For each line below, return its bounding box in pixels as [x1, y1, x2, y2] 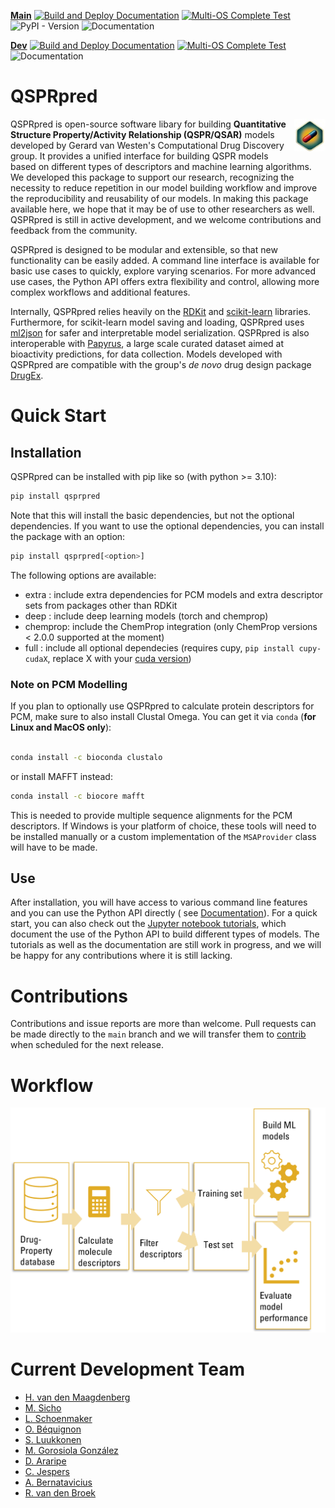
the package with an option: [10, 530, 126, 542]
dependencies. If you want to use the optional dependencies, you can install [10, 520, 325, 532]
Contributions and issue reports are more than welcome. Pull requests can [10, 1018, 317, 1030]
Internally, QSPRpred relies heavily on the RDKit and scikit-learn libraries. [10, 305, 312, 317]
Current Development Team [10, 1358, 246, 1381]
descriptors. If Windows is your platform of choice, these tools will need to [10, 820, 317, 832]
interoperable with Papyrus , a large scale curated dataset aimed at [10, 337, 284, 349]
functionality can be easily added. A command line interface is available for [10, 254, 320, 266]
